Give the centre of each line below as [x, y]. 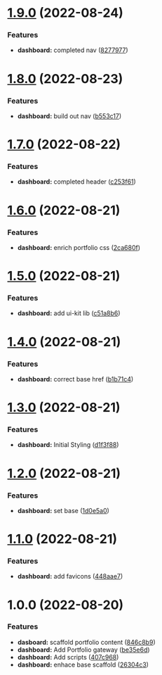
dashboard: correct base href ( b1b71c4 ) [75, 379]
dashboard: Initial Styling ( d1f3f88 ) [68, 445]
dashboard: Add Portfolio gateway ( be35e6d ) [83, 650]
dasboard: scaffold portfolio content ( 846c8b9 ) [86, 642]
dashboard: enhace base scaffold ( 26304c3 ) [83, 664]
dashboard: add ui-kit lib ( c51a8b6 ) [69, 313]
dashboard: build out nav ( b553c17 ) [69, 116]
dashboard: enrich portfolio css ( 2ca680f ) [79, 247]
